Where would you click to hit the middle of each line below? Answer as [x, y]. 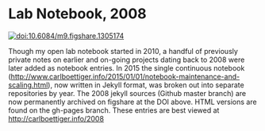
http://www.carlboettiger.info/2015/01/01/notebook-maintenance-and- [125, 76]
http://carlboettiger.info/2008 [56, 118]
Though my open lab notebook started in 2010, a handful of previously [123, 51]
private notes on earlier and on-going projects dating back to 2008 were [127, 60]
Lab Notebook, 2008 [77, 14]
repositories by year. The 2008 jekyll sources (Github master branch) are [127, 93]
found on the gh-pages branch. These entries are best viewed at [114, 110]
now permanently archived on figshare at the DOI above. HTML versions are [132, 102]
